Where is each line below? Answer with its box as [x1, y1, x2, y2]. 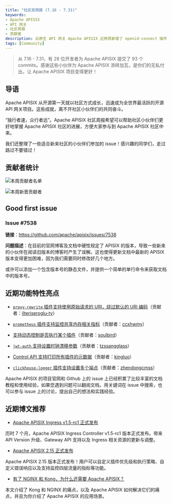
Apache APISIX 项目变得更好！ [32, 68, 97, 74]
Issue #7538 [5, 219, 37, 226]
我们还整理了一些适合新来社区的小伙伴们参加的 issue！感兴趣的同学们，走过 [5, 140, 166, 147]
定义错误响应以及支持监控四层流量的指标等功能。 [5, 465, 109, 471]
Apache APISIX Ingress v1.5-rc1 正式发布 [12, 419, 98, 426]
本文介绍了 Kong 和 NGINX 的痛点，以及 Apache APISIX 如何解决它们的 [5, 487, 155, 493]
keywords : [5, 12, 27, 17]
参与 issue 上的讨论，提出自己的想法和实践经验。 [14, 388, 118, 394]
